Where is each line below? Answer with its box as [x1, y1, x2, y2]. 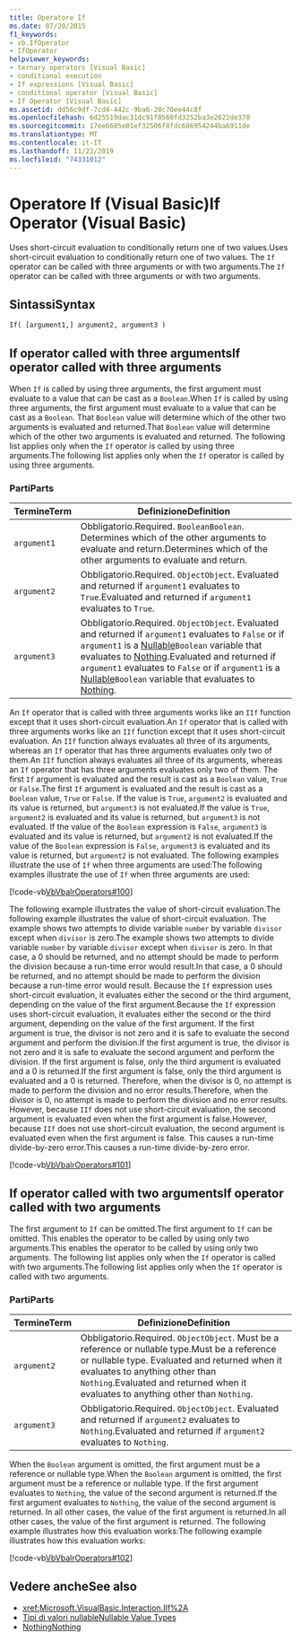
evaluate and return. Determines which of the [80, 543, 269, 555]
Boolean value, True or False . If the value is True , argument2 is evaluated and [9, 793, 288, 804]
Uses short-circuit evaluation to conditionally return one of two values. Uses [9, 242, 288, 253]
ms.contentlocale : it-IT [9, 138, 102, 147]
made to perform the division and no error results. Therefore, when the [9, 1085, 269, 1095]
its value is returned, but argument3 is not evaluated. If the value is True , [9, 802, 271, 813]
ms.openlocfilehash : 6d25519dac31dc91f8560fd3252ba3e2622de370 [9, 113, 251, 122]
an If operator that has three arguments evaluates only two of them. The [9, 764, 279, 775]
